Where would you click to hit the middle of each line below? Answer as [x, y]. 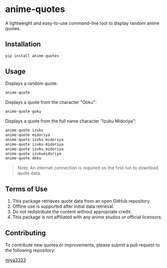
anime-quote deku [23, 158]
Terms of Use [26, 189]
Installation [23, 44]
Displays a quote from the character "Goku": [51, 102]
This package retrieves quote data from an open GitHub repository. [81, 201]
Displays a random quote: [31, 83]
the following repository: [30, 250]
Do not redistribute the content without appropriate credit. [72, 212]
